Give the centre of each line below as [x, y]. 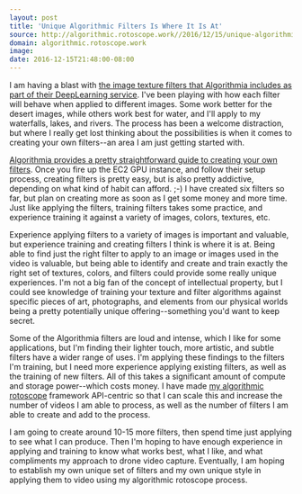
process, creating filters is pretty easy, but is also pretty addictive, [132, 179]
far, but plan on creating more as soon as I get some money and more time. [148, 198]
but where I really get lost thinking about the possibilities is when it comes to [151, 133]
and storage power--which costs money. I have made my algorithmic [137, 386]
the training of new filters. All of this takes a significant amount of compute [147, 376]
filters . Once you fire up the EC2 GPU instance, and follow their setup [138, 169]
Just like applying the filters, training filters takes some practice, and [136, 207]
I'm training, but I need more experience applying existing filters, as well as [148, 367]
